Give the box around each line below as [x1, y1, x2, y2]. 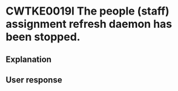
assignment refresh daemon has [5, 17, 173, 31]
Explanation [5, 54, 52, 64]
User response [5, 75, 62, 85]
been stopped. [5, 30, 81, 44]
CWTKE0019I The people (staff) [5, 4, 170, 18]
